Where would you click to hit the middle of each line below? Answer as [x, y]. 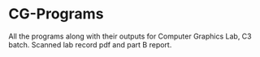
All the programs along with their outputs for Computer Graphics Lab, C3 [130, 36]
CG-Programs [56, 14]
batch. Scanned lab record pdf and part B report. [90, 44]
